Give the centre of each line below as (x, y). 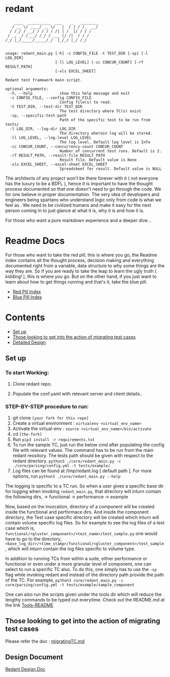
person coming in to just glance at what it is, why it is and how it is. (75, 210)
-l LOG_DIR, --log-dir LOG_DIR (43, 129)
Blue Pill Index (27, 297)
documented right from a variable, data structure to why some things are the (85, 265)
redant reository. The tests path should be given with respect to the (83, 455)
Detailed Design (29, 342)
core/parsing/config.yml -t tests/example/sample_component (70, 585)
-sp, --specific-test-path (38, 115)
